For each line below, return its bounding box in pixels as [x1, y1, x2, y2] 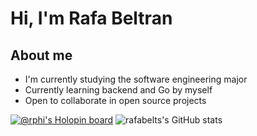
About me [10, 47, 73, 64]
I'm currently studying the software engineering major [24, 73, 248, 85]
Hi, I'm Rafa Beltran [10, 7, 173, 30]
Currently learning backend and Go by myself [24, 84, 213, 96]
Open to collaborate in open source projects [24, 95, 207, 106]
